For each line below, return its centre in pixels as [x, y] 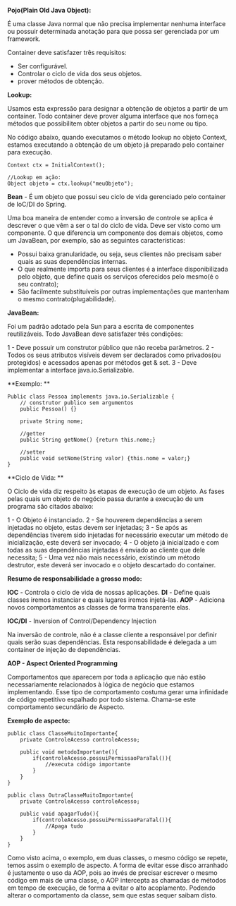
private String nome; [51, 421]
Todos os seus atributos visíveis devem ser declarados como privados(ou [114, 355]
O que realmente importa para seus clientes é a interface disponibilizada [123, 269]
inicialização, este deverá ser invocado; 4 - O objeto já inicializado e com [113, 542]
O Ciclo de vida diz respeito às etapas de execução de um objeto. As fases [116, 491]
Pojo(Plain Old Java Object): [49, 10]
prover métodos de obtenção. [61, 81]
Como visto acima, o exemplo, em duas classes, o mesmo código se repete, [118, 858]
